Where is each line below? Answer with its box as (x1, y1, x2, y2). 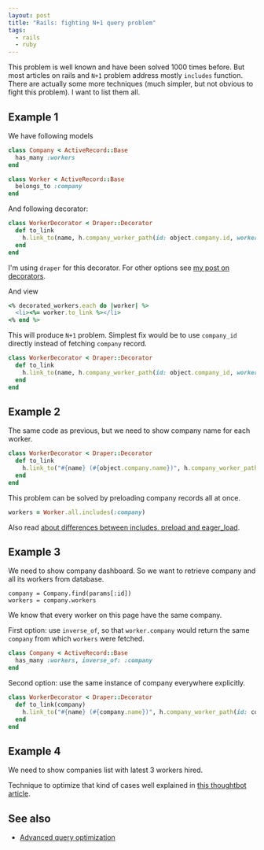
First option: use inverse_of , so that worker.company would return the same (8, 626, 250, 635)
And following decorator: (8, 204, 89, 213)
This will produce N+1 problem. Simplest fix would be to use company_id (8, 331, 237, 340)
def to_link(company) (15, 700, 86, 708)
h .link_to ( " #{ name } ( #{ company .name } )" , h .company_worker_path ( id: (22, 708, 247, 716)
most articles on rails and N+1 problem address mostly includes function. (8, 71, 244, 80)
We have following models (8, 131, 93, 140)
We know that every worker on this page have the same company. (8, 611, 222, 620)
